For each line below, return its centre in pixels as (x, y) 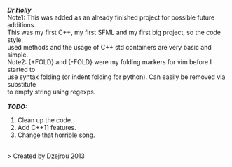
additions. (22, 25)
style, (15, 40)
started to (21, 70)
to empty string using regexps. (52, 92)
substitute (22, 84)
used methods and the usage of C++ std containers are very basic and (109, 47)
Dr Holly (19, 10)
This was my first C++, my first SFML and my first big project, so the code (114, 32)
